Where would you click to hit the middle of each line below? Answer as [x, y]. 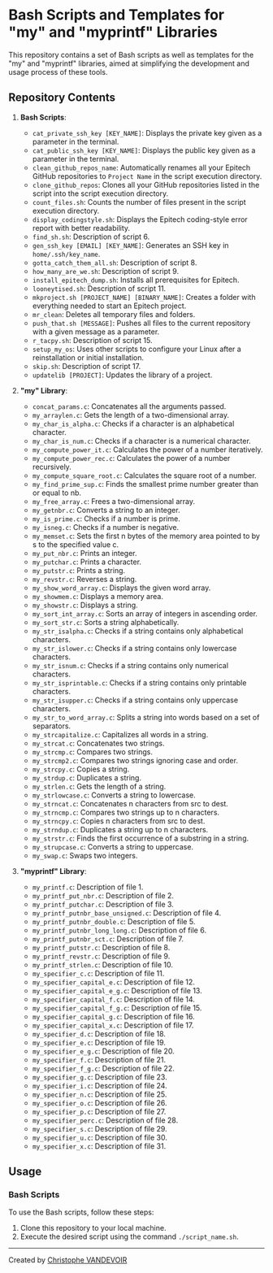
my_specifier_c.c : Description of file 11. [98, 973]
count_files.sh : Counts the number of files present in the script [139, 202]
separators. [52, 726]
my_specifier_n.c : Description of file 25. [100, 1094]
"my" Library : [44, 390]
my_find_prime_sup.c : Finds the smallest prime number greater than [145, 484]
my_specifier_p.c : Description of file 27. [99, 1111]
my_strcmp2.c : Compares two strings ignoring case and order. [135, 760]
